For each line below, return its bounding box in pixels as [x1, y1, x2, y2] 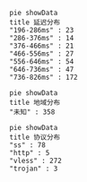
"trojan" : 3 [9, 164, 58, 173]
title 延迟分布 [9, 18, 61, 27]
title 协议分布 [9, 133, 61, 142]
